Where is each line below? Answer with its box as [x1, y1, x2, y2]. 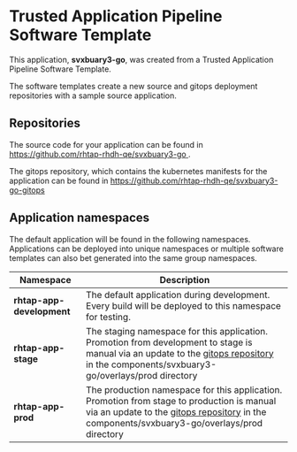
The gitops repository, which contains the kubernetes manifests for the [9, 165, 268, 176]
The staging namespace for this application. [85, 325, 268, 337]
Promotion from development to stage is [85, 336, 253, 349]
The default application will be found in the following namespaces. [9, 234, 251, 244]
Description [159, 273, 210, 286]
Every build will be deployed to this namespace [85, 299, 281, 311]
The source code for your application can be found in [9, 139, 203, 149]
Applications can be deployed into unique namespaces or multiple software [9, 243, 285, 254]
